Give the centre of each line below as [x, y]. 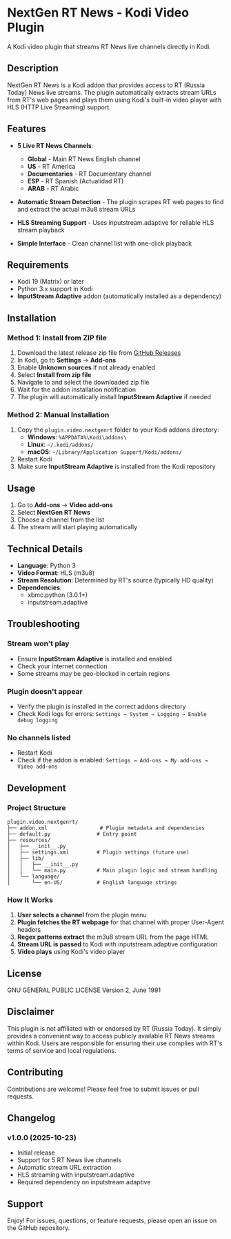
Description [33, 68]
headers [29, 930]
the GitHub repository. [39, 1228]
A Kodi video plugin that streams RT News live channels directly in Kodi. [109, 46]
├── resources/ [29, 840]
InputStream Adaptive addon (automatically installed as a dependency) [119, 296]
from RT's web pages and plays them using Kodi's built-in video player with [114, 100]
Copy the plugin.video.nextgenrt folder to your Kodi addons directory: [118, 430]
